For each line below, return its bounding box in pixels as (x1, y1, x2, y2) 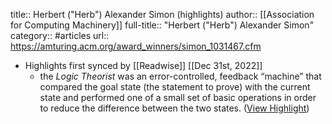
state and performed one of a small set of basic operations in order (39, 92, 317, 103)
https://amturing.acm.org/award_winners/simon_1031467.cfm (10, 40, 262, 52)
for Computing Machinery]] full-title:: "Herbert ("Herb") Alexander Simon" (10, 19, 315, 31)
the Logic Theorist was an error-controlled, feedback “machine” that (39, 70, 322, 82)
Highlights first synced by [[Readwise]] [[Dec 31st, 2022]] (24, 60, 263, 71)
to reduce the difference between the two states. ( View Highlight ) (39, 102, 310, 114)
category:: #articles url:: (10, 30, 110, 41)
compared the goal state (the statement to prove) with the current (39, 81, 311, 93)
